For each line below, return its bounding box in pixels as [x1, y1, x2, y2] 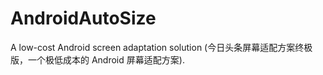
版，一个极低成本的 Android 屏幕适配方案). [10, 53, 185, 66]
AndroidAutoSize [10, 7, 157, 30]
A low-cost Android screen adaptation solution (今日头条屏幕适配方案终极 [10, 41, 313, 53]
